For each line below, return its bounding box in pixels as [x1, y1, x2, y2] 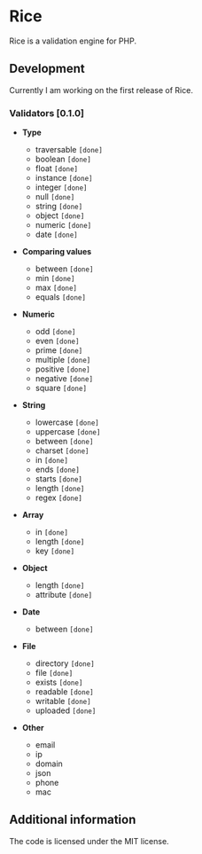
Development [9, 61, 86, 76]
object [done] [35, 210, 85, 221]
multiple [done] [35, 355, 91, 365]
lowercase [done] [35, 417, 99, 427]
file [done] [35, 668, 74, 678]
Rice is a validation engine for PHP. [9, 35, 137, 46]
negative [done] [35, 373, 94, 384]
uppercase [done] [35, 427, 101, 437]
